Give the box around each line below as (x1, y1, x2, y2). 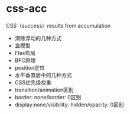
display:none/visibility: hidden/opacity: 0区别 (14, 101, 124, 108)
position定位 (14, 64, 45, 71)
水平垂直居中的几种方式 (14, 71, 72, 79)
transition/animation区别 (14, 86, 74, 93)
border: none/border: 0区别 (14, 93, 82, 100)
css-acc (6, 2, 47, 15)
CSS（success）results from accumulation (6, 22, 111, 29)
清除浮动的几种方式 (14, 34, 62, 41)
